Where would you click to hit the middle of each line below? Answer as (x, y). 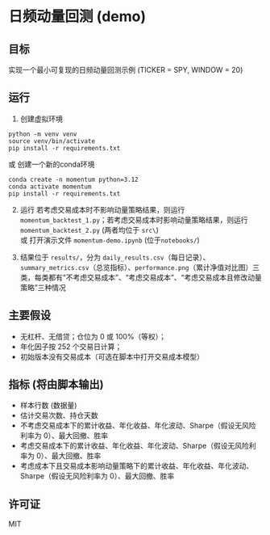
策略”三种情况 (43, 287)
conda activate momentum (50, 187)
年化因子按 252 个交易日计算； (71, 346)
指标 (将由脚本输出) (56, 385)
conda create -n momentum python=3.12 (73, 179)
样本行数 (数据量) (48, 406)
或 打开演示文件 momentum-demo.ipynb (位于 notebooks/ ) (110, 240)
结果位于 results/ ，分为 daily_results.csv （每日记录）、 (115, 257)
